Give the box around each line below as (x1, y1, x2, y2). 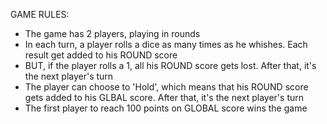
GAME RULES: (10, 9, 70, 20)
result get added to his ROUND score (24, 49, 178, 61)
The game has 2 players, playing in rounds (24, 28, 201, 39)
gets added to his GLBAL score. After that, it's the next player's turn (24, 92, 304, 103)
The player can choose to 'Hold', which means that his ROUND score (24, 81, 309, 93)
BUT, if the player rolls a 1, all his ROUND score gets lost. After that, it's (24, 60, 317, 71)
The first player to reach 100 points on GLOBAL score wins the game (24, 102, 308, 114)
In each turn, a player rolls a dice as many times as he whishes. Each (24, 39, 308, 50)
